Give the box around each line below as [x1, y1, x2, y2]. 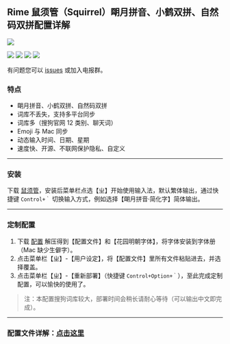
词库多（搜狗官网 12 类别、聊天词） [16, 119, 117, 127]
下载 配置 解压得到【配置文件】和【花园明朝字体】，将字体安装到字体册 [16, 237, 216, 245]
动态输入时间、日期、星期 [16, 136, 90, 144]
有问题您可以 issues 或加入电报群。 [7, 66, 107, 74]
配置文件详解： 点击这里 [7, 328, 84, 338]
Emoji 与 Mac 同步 [16, 127, 68, 136]
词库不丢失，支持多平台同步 [16, 110, 96, 119]
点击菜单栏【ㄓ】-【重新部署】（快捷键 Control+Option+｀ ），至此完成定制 [16, 271, 223, 280]
